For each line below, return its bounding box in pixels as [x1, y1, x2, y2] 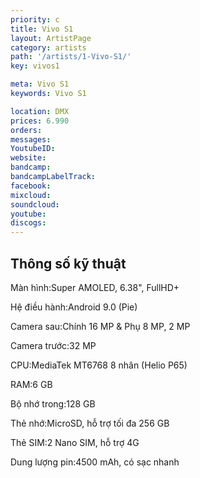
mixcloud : [10, 190, 52, 200]
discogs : [10, 218, 47, 228]
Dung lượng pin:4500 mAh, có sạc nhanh [10, 456, 180, 468]
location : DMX [10, 106, 70, 116]
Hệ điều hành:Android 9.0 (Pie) [10, 301, 138, 313]
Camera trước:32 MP [10, 339, 97, 351]
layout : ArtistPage [10, 33, 92, 43]
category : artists [10, 42, 87, 53]
